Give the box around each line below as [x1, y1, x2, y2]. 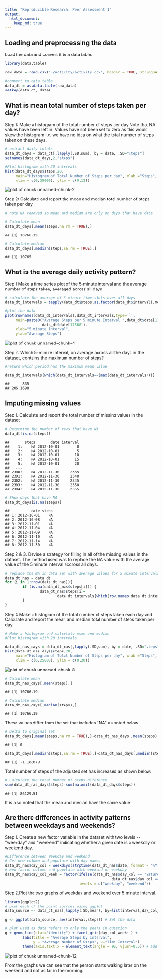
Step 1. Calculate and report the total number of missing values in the [5, 412, 143, 418]
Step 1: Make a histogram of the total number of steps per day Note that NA [5, 122, 156, 127]
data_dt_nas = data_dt [5, 575, 51, 580]
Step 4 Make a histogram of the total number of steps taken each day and [5, 611, 153, 617]
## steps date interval [5, 440, 79, 445]
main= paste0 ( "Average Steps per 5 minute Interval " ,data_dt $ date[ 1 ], [16, 318, 162, 323]
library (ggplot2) [5, 899, 40, 904]
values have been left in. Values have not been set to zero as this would [5, 127, 148, 133]
